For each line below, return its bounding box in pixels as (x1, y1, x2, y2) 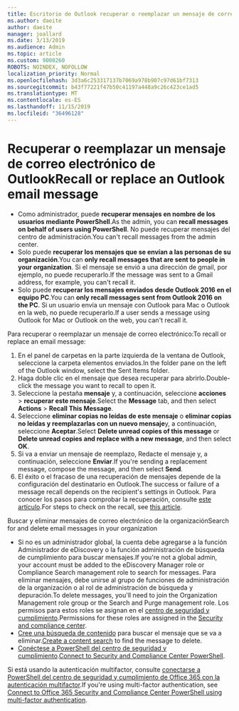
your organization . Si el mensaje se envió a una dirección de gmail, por (17, 262, 228, 271)
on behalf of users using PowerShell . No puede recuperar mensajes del (17, 225, 230, 233)
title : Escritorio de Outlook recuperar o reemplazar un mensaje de (7, 10, 215, 18)
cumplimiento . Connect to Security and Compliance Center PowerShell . (17, 651, 225, 660)
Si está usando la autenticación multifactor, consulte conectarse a (7, 665, 201, 674)
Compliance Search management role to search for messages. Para (17, 568, 216, 576)
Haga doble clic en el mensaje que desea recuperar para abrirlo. (17, 374, 207, 382)
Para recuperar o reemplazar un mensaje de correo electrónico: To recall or (7, 329, 227, 338)
